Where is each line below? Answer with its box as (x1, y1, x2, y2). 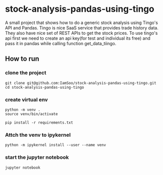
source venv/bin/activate (5, 111, 58, 116)
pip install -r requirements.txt (5, 120, 73, 125)
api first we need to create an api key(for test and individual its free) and (5, 35, 151, 41)
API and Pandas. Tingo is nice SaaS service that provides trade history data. (5, 25, 159, 30)
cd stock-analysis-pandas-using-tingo (5, 85, 84, 90)
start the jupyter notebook (5, 154, 69, 161)
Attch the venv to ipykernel (5, 131, 71, 138)
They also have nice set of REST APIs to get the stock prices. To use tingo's (5, 30, 158, 36)
